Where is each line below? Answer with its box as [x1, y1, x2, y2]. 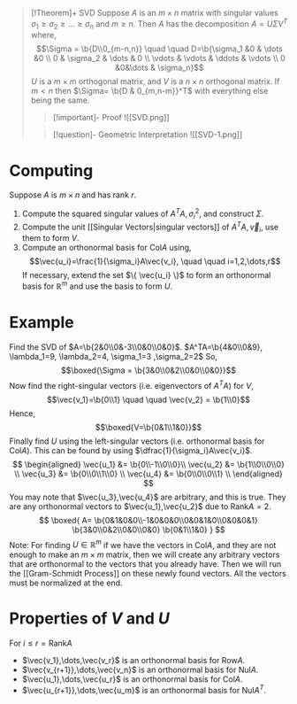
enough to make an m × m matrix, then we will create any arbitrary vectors [9, 549, 280, 561]
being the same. [30, 95, 90, 105]
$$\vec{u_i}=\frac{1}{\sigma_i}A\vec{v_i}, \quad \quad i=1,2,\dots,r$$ [29, 256, 281, 267]
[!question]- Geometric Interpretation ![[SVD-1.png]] [52, 129, 243, 140]
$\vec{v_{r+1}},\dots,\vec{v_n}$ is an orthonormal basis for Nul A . [21, 664, 259, 676]
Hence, [9, 407, 36, 419]
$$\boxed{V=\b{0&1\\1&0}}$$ [95, 422, 202, 432]
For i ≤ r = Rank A [9, 638, 72, 649]
